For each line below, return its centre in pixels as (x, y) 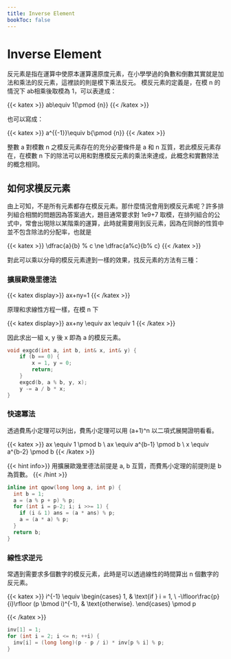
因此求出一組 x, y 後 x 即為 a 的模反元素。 (66, 337)
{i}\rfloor (20, 604)
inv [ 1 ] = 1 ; (24, 630)
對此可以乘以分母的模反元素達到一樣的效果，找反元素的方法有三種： (103, 260)
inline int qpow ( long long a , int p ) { (64, 487)
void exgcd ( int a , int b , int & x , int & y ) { (72, 350)
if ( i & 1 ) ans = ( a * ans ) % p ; (67, 513)
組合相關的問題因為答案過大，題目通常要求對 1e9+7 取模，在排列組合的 (113, 215)
